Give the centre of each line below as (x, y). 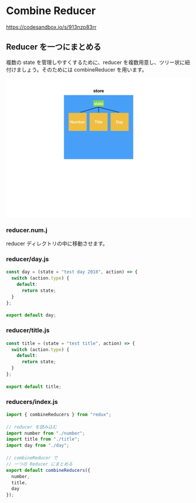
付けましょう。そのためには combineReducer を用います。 (77, 69)
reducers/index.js (32, 401)
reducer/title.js (28, 330)
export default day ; (31, 315)
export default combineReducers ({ (48, 470)
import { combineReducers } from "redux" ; (59, 414)
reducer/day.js (28, 259)
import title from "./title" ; (43, 439)
